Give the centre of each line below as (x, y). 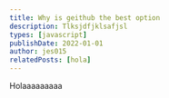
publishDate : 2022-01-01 (56, 43)
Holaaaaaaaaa (36, 86)
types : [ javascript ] (49, 34)
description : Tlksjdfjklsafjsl (69, 26)
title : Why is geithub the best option (85, 18)
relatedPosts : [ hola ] (50, 60)
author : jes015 (38, 52)
